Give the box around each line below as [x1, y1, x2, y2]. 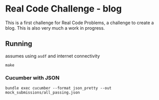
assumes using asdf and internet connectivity [5, 53, 100, 59]
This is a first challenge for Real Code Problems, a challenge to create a [5, 20, 154, 26]
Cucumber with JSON [5, 74, 60, 81]
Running [5, 40, 33, 48]
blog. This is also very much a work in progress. [5, 25, 105, 31]
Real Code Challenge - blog [5, 3, 122, 15]
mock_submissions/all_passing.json [5, 90, 80, 95]
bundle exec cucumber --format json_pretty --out [5, 86, 112, 91]
